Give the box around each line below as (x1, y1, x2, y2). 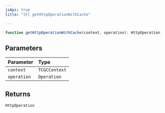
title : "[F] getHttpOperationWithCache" (5, 12, 91, 17)
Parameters (5, 43, 43, 52)
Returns (5, 89, 31, 98)
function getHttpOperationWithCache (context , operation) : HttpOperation (5, 30, 160, 35)
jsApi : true (5, 7, 30, 12)
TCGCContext (38, 67, 67, 73)
